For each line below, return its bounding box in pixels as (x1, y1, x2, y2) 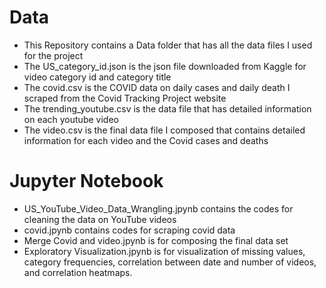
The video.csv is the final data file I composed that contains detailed (23, 124, 306, 136)
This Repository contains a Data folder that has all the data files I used (23, 39, 313, 51)
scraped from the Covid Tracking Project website (23, 92, 227, 104)
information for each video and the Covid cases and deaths (23, 134, 269, 146)
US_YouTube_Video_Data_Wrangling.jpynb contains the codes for (23, 202, 294, 215)
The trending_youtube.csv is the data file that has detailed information (23, 102, 312, 115)
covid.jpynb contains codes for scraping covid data (23, 224, 236, 236)
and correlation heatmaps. (23, 266, 133, 278)
